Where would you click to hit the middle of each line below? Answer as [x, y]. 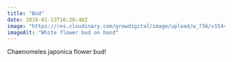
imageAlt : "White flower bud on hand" [63, 32]
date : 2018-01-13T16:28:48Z [48, 20]
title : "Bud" [26, 13]
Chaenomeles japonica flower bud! [57, 52]
